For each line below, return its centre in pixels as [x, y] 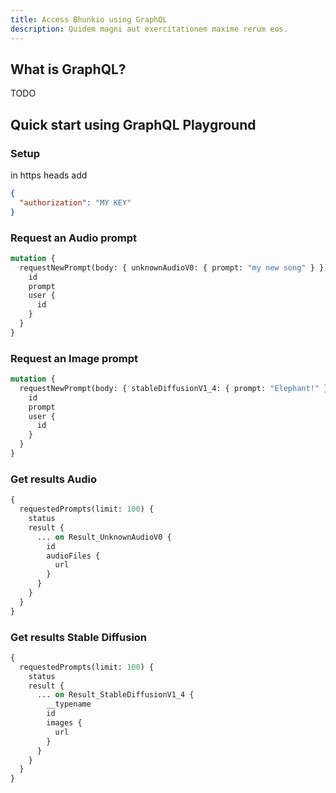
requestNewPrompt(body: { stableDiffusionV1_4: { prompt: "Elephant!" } [174, 388]
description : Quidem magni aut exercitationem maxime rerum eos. [149, 29]
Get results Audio [54, 479]
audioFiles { [73, 556]
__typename [69, 704]
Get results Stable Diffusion [79, 637]
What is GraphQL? [68, 69]
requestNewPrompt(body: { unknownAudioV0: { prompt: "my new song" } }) [174, 267]
